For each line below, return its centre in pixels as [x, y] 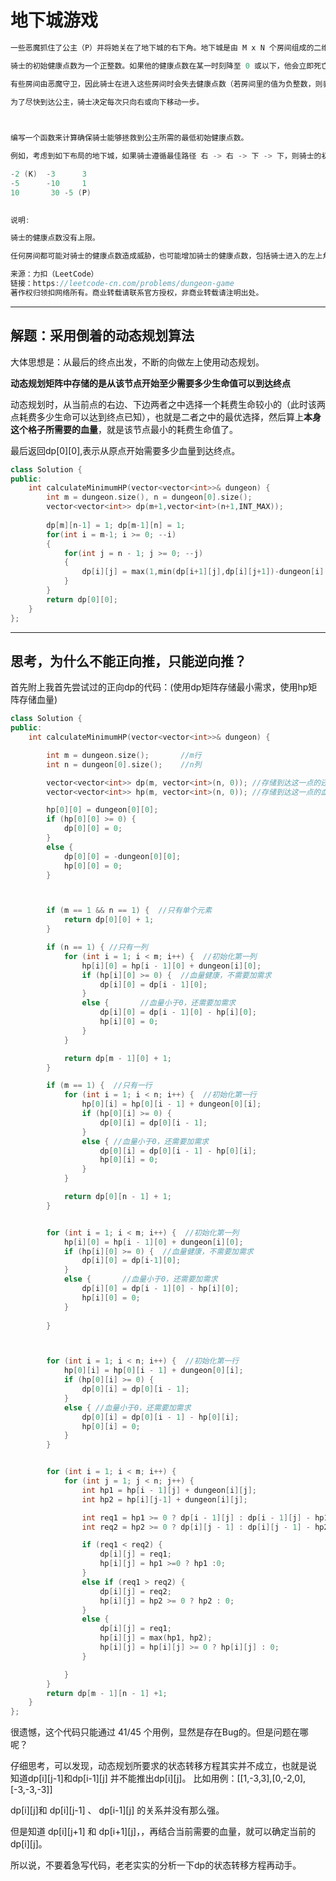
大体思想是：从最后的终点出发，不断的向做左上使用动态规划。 [137, 362]
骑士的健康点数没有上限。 [55, 238]
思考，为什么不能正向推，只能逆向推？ [128, 661]
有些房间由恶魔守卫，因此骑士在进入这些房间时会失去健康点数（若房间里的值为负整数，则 [166, 84]
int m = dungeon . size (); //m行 [124, 755]
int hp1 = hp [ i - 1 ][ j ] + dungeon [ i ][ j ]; [169, 1490]
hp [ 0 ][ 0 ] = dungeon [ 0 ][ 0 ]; [102, 810]
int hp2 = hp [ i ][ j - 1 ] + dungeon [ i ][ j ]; [164, 1499]
